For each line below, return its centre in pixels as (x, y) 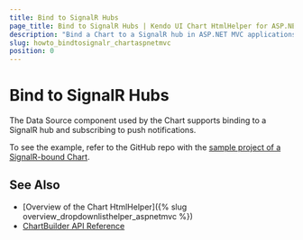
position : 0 (32, 51)
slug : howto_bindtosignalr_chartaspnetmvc (90, 43)
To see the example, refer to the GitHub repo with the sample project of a (145, 147)
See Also (35, 185)
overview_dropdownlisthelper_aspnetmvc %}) (108, 216)
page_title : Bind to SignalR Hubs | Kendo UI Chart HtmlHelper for (139, 26)
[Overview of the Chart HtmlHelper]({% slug (105, 207)
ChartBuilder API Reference (73, 226)
